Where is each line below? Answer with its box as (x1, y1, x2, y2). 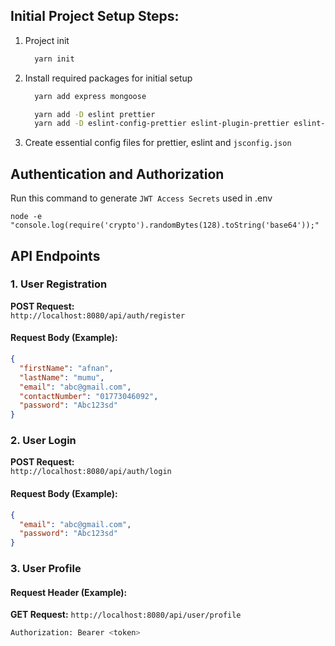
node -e (10, 212, 43, 222)
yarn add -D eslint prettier (34, 109, 156, 119)
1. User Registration (10, 277, 108, 291)
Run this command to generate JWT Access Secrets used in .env (10, 192, 273, 204)
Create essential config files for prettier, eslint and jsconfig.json (24, 137, 292, 149)
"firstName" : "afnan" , (19, 363, 114, 373)
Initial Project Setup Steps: (10, 8, 180, 25)
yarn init (34, 54, 75, 64)
